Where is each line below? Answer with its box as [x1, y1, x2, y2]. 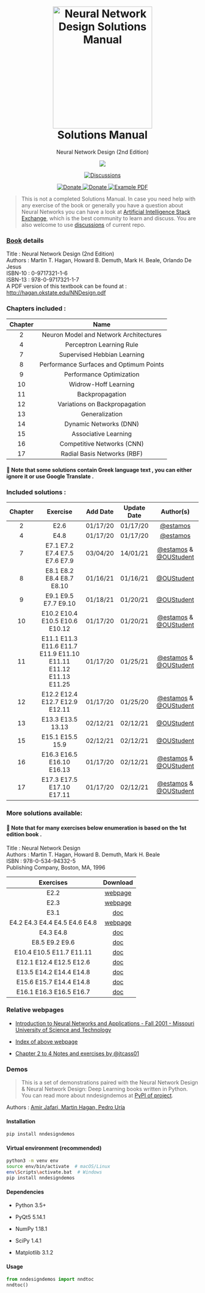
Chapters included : [6, 304, 66, 313]
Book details [6, 236, 44, 245]
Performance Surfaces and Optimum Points [39, 360, 165, 368]
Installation [6, 1117, 35, 1125]
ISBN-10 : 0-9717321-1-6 [6, 270, 68, 277]
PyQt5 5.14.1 [15, 1214, 46, 1221]
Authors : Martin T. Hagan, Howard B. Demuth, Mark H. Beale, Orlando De [6, 257, 192, 264]
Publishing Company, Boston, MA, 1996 [6, 864, 106, 871]
